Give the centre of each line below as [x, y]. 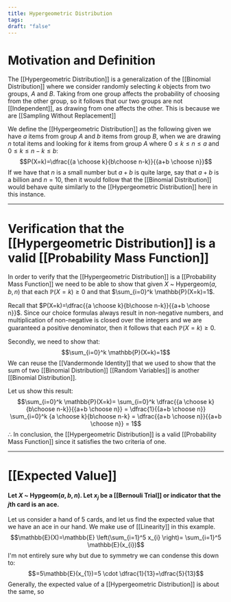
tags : [15, 20]
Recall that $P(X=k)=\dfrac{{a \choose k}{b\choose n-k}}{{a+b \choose [109, 306]
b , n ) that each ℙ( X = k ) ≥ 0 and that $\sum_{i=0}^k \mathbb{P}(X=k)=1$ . [111, 292]
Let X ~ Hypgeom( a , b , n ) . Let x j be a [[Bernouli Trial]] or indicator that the [114, 496]
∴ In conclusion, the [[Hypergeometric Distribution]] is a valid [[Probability [112, 434]
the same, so [26, 592]
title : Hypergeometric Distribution [60, 13]
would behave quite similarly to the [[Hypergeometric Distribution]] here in [113, 187]
